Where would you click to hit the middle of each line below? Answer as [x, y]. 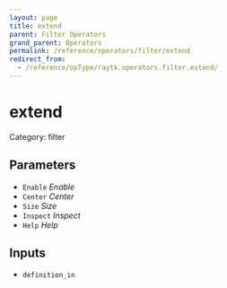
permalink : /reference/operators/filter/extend [100, 51]
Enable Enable [48, 187]
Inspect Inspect [51, 215]
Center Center [48, 196]
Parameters [43, 166]
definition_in [48, 275]
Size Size [39, 205]
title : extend [36, 26]
